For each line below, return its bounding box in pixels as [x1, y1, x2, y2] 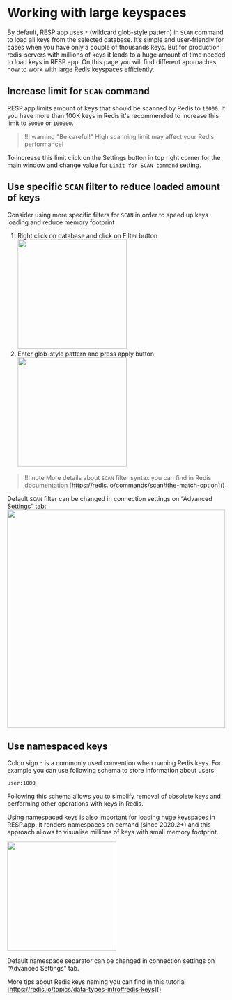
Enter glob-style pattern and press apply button [17, 349, 155, 358]
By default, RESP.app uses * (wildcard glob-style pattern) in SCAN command [7, 28, 224, 36]
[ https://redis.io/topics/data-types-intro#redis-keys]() [7, 985, 162, 994]
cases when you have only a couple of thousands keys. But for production [7, 43, 221, 51]
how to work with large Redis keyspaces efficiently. [7, 65, 155, 73]
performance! [24, 140, 64, 148]
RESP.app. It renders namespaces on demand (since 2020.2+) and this [7, 820, 211, 829]
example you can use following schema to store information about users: [7, 767, 216, 775]
